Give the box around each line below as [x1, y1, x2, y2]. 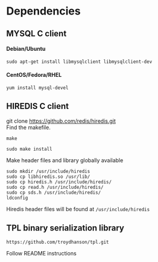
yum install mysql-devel [6, 85, 69, 91]
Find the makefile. [6, 123, 51, 131]
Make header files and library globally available [6, 156, 124, 164]
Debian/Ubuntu [6, 45, 46, 53]
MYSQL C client [6, 28, 67, 39]
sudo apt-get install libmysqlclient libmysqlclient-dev [6, 59, 153, 65]
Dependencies [6, 4, 81, 18]
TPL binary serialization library [6, 223, 125, 234]
